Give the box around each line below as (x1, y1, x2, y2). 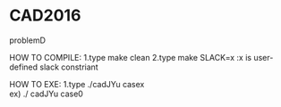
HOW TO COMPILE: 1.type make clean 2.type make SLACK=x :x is (9, 52, 252, 62)
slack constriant (39, 62, 98, 72)
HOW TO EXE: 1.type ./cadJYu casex (9, 78, 145, 89)
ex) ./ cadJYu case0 (9, 88, 83, 99)
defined (9, 62, 38, 72)
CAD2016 (9, 5, 81, 26)
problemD (9, 35, 47, 45)
